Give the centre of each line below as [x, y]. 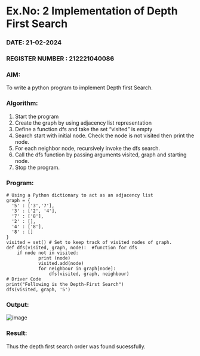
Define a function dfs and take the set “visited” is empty [84, 129]
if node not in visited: [48, 253]
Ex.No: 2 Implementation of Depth [92, 11]
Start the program [37, 116]
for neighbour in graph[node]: [77, 268]
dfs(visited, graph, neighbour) [89, 274]
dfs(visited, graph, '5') [38, 289]
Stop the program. [37, 167]
